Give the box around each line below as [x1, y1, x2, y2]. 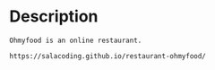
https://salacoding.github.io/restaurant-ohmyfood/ [9, 51, 206, 60]
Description [9, 6, 99, 27]
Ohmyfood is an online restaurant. [9, 36, 142, 45]
